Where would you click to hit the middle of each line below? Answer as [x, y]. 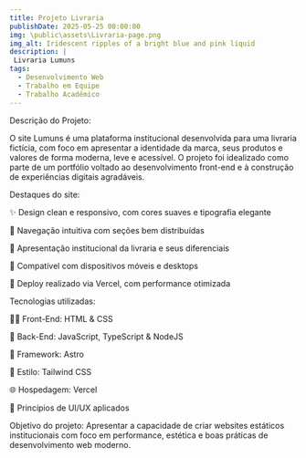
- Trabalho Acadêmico [59, 94]
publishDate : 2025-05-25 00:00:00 [75, 26]
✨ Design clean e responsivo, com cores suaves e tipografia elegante [140, 212]
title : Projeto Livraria [57, 18]
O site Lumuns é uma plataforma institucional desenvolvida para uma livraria [153, 138]
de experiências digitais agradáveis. [77, 177]
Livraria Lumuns [44, 60]
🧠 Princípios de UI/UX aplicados [69, 408]
